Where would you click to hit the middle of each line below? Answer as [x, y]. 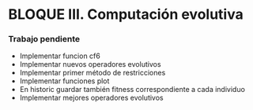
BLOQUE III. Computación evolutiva [126, 15]
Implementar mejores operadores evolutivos [91, 98]
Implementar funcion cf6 [60, 56]
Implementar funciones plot [64, 81]
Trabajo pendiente [44, 39]
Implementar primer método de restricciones [93, 73]
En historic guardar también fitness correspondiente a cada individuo [132, 90]
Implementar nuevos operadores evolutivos [90, 64]
